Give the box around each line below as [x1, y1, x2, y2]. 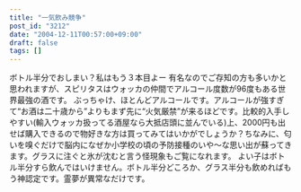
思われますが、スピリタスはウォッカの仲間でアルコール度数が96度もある [9, 83, 279, 94]
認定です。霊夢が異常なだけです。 [24, 173, 150, 184]
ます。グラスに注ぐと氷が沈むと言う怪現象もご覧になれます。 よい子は [9, 151, 270, 161]
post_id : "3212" [9, 22, 70, 31]
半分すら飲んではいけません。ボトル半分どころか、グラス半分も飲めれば [16, 162, 284, 173]
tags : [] [9, 47, 42, 56]
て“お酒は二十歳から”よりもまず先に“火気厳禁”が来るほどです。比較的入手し [9, 106, 290, 117]
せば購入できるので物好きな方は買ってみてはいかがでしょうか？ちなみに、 [9, 128, 285, 139]
